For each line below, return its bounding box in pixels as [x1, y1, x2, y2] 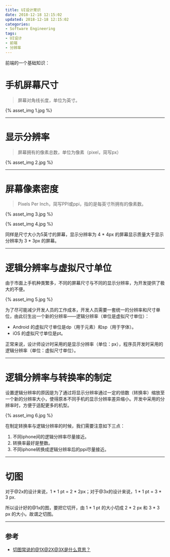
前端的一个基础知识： [5, 59, 50, 66]
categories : [5, 21, 30, 27]
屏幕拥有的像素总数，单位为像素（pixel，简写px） [17, 149, 121, 155]
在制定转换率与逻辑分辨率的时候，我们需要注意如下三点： [5, 423, 125, 429]
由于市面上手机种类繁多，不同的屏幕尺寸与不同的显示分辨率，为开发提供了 [5, 280, 160, 286]
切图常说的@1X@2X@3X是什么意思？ [12, 546, 91, 553]
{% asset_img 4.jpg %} [5, 221, 53, 227]
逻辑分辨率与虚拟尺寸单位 [5, 262, 112, 274]
